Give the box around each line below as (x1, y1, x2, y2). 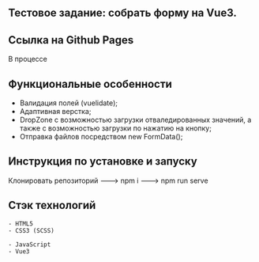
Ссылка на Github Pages (8, 33, 134, 47)
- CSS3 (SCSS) (8, 226, 55, 234)
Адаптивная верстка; (19, 107, 92, 116)
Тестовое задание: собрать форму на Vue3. (8, 6, 237, 20)
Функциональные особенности (8, 77, 172, 90)
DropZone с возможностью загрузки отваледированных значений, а (19, 115, 252, 125)
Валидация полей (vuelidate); (19, 98, 118, 108)
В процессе (8, 55, 47, 64)
